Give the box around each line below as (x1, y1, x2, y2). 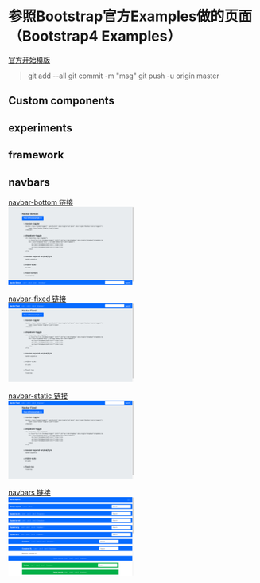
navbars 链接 (8, 487, 52, 498)
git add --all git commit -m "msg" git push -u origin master (27, 71, 220, 80)
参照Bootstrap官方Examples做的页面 (8, 7, 253, 25)
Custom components (8, 94, 115, 108)
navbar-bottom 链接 (8, 197, 74, 207)
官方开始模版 (8, 55, 50, 65)
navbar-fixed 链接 (8, 294, 67, 303)
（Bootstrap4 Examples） (8, 27, 181, 45)
